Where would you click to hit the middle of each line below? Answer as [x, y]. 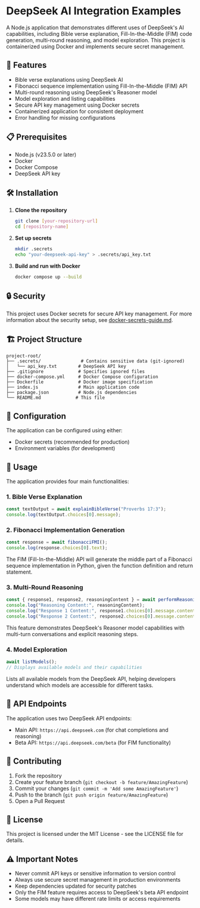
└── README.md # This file [56, 398]
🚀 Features [26, 65]
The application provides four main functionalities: [68, 481]
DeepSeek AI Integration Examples [94, 11]
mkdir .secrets [34, 249]
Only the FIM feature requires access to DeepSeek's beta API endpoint [101, 892]
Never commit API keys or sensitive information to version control [95, 873]
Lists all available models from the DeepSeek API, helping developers [91, 678]
